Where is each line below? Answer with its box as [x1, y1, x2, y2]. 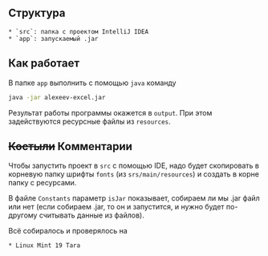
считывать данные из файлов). [39, 210, 144, 220]
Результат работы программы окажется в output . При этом [8, 108, 213, 117]
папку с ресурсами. [8, 178, 77, 188]
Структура [8, 6, 66, 20]
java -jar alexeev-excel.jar [8, 93, 106, 101]
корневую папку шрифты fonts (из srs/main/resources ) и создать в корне [8, 169, 259, 179]
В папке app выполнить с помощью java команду [8, 78, 177, 87]
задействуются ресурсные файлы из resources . [8, 116, 171, 126]
